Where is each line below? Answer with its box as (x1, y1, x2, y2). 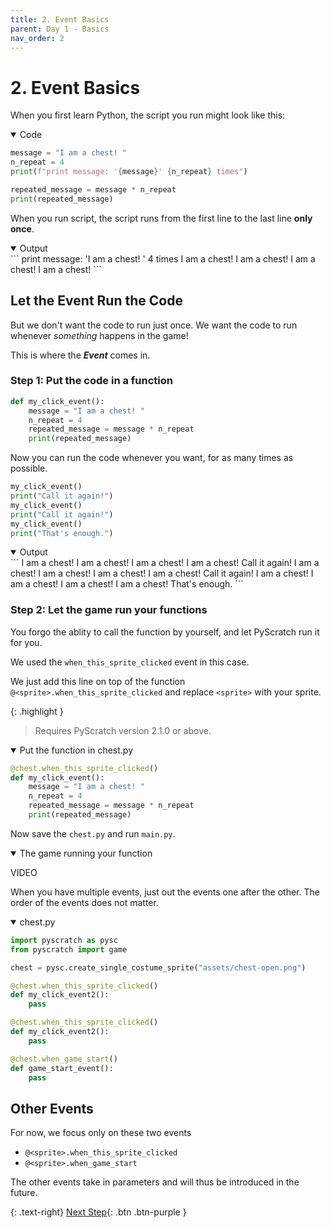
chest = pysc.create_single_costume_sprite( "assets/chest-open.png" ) (10, 962, 307, 973)
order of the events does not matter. (10, 896, 159, 908)
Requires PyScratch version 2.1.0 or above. (34, 724, 212, 736)
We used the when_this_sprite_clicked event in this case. (10, 656, 250, 668)
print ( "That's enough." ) (10, 528, 114, 538)
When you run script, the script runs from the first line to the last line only (10, 212, 313, 224)
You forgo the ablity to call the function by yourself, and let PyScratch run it (10, 626, 320, 638)
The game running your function (19, 847, 153, 859)
